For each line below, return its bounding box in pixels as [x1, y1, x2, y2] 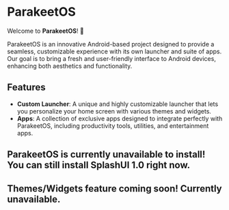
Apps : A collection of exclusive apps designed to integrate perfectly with [16, 114, 223, 122]
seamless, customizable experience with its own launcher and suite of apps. [7, 47, 222, 55]
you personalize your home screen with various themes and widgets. [16, 107, 212, 115]
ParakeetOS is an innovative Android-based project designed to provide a [7, 40, 215, 48]
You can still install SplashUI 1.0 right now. [7, 159, 190, 171]
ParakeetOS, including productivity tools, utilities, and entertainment [16, 121, 209, 130]
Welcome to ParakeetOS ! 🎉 [7, 27, 84, 35]
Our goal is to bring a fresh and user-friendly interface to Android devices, [7, 54, 217, 62]
